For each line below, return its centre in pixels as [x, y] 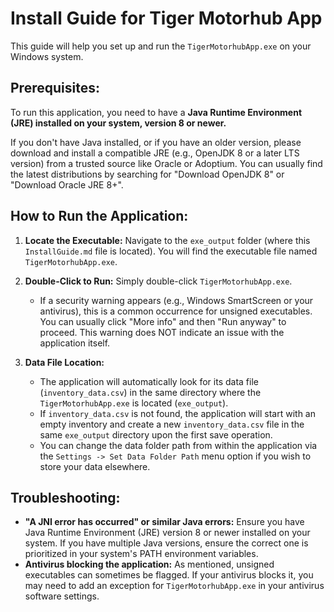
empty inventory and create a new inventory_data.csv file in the [172, 424]
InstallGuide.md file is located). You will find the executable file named [171, 251]
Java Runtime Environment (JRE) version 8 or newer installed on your [167, 533]
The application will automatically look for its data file [149, 381]
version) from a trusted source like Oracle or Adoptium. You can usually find [166, 163]
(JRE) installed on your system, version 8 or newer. [118, 123]
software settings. [62, 596]
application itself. [75, 343]
